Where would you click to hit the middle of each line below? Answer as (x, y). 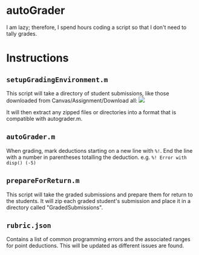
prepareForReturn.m (43, 181)
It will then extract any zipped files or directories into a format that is (91, 112)
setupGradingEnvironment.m (57, 79)
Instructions (38, 58)
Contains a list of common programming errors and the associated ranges (98, 239)
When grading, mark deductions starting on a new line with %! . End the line (99, 150)
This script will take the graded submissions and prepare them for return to (100, 195)
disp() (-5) (21, 163)
